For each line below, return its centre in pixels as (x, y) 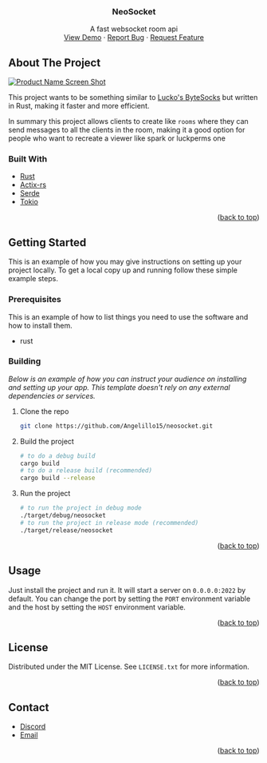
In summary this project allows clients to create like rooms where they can (128, 121)
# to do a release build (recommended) (86, 471)
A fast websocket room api (134, 29)
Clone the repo (44, 411)
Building (25, 361)
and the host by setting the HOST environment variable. (97, 607)
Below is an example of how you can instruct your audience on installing (128, 379)
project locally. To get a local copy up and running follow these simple (123, 270)
